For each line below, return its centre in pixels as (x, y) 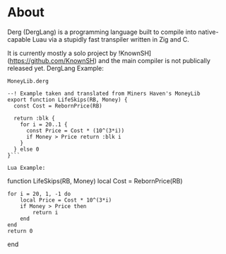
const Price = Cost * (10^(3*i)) (75, 131)
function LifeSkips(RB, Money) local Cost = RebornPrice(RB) (95, 180)
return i (46, 212)
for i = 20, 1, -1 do (39, 194)
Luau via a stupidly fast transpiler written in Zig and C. (111, 39)
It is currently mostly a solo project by (62, 53)
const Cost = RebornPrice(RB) (58, 106)
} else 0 (26, 149)
